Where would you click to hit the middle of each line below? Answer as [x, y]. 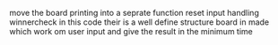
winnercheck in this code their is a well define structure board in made [139, 22]
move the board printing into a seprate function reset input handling [135, 13]
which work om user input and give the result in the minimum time [131, 31]
